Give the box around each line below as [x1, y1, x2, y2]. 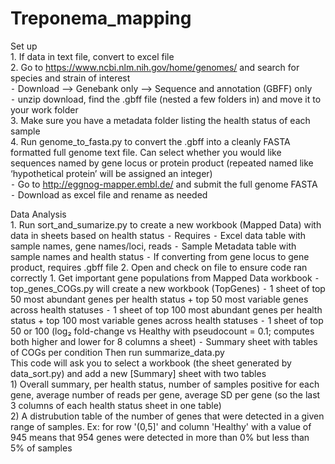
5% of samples [10, 442, 73, 454]
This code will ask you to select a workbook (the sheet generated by [10, 357, 292, 369]
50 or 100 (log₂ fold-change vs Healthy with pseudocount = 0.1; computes [10, 325, 315, 337]
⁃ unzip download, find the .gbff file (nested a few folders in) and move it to [10, 93, 322, 105]
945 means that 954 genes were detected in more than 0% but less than [10, 431, 310, 443]
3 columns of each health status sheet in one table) [10, 399, 222, 411]
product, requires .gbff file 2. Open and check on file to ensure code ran [10, 261, 308, 273]
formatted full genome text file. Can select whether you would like [10, 146, 282, 158]
